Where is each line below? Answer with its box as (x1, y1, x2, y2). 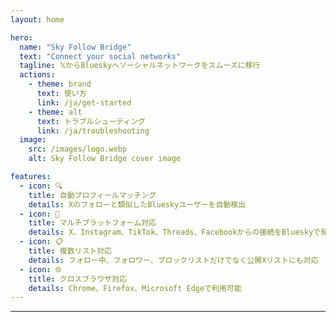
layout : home (10, 14, 65, 25)
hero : (10, 32, 33, 43)
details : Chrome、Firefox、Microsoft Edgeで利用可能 (28, 283, 242, 293)
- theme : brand (28, 79, 92, 90)
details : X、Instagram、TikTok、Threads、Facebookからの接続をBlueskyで (28, 227, 321, 238)
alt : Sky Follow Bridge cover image (28, 154, 182, 164)
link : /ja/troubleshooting (36, 126, 150, 136)
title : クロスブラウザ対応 (28, 274, 127, 284)
